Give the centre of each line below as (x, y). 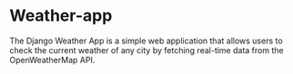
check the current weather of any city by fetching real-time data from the (146, 50)
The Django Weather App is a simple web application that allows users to (146, 41)
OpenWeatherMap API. (52, 60)
